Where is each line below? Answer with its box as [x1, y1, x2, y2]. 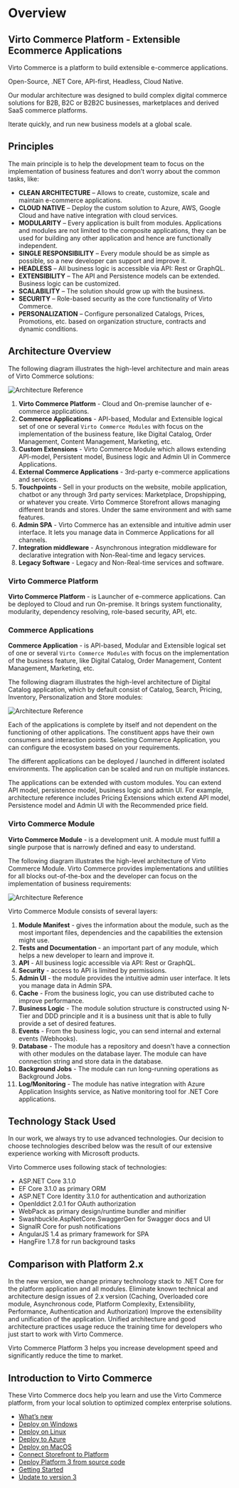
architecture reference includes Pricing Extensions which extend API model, [8, 794, 230, 802]
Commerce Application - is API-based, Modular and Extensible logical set [8, 641, 226, 650]
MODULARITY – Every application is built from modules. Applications [18, 219, 222, 227]
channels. [18, 536, 48, 544]
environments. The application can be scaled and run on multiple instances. [8, 764, 230, 774]
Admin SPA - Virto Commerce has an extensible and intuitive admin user [18, 520, 232, 529]
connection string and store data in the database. [18, 1056, 163, 1066]
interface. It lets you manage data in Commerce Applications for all [18, 528, 214, 536]
